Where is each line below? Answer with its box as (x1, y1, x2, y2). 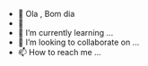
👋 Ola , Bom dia (17, 9, 75, 19)
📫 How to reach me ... (17, 47, 101, 57)
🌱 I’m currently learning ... (17, 28, 114, 37)
